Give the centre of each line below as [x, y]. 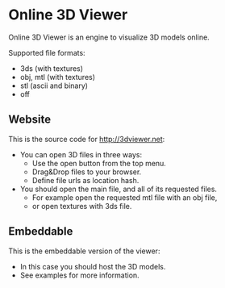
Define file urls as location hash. [85, 180]
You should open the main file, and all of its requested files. [119, 189]
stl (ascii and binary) [54, 86]
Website [29, 120]
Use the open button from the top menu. [99, 163]
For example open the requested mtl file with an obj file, [125, 197]
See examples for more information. [79, 275]
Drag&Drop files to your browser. [87, 172]
